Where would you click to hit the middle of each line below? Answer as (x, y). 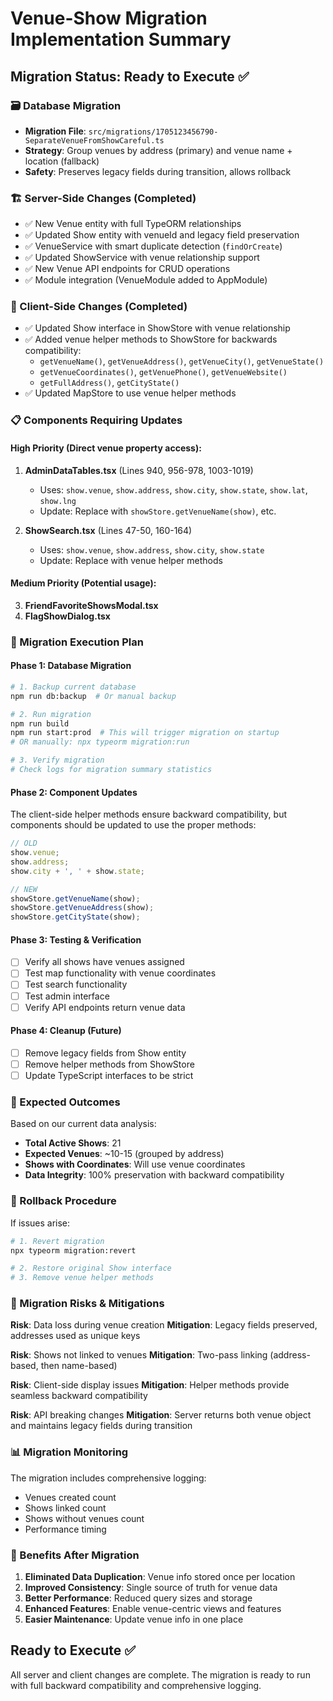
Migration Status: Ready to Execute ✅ (130, 76)
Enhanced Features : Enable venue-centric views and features (153, 1609)
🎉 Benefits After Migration (75, 1555)
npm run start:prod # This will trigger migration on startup (145, 733)
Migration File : (55, 131)
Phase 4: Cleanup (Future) (66, 1031)
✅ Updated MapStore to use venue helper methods (130, 393)
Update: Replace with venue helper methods (131, 560)
